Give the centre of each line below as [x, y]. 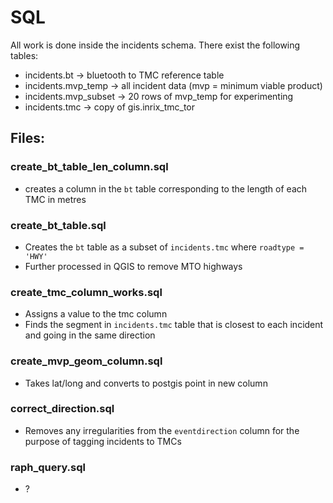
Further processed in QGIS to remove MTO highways [133, 266]
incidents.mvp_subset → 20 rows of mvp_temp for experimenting [159, 96]
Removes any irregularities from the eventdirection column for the [162, 430]
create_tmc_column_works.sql [86, 292]
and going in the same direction [90, 335]
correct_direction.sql [62, 409]
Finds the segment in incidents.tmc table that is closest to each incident [174, 325]
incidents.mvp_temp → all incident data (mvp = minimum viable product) [173, 85]
